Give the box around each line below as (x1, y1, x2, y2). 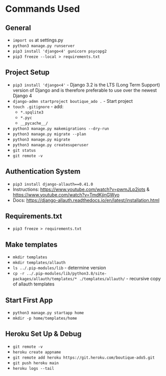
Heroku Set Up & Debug (5, 329, 82, 338)
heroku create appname (12, 349, 61, 355)
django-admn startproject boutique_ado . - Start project (12, 98, 133, 104)
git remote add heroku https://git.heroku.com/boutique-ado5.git (12, 355, 155, 360)
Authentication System (5, 167, 81, 176)
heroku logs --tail (12, 366, 55, 371)
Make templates (5, 240, 58, 249)
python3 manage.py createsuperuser (12, 142, 89, 147)
